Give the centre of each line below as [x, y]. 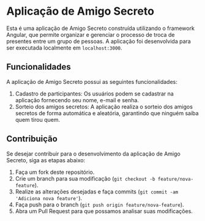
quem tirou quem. [37, 119]
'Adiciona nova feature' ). [49, 198]
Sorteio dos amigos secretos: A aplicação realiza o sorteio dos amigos [104, 107]
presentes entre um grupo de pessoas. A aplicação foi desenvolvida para [99, 41]
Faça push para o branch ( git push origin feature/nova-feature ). [100, 204]
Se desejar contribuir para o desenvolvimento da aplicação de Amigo [93, 154]
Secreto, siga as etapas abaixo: [46, 160]
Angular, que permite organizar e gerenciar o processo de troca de [91, 34]
